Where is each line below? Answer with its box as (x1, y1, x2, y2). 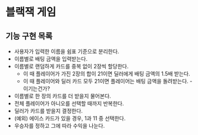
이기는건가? (23, 85, 51, 92)
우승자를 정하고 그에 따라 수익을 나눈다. (14, 123, 105, 129)
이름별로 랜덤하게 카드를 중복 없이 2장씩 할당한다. (14, 63, 129, 70)
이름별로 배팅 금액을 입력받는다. (14, 55, 87, 62)
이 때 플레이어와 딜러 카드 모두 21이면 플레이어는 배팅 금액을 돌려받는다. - (23, 78, 193, 84)
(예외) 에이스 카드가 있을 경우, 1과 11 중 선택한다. (14, 115, 126, 122)
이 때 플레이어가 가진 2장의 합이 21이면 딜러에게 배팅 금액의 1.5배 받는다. (23, 70, 191, 77)
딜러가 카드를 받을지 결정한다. (14, 108, 83, 114)
